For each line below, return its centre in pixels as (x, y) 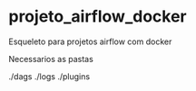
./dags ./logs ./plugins (49, 76)
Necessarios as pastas (51, 59)
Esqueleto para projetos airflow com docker (90, 41)
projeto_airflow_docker (98, 17)
